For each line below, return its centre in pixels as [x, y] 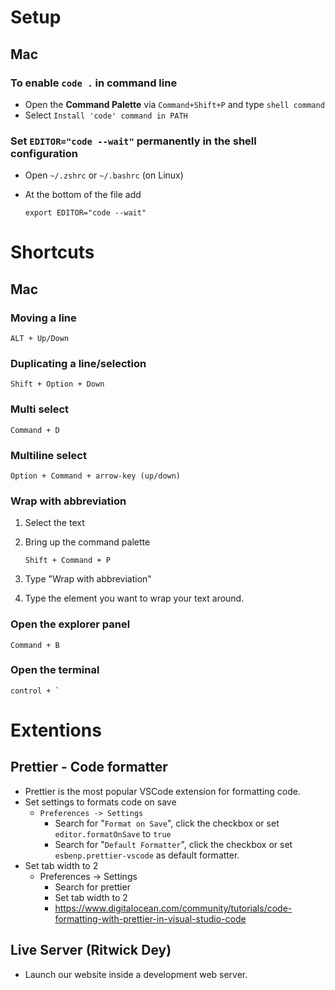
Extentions [56, 730]
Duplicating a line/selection [78, 363]
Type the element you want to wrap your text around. [134, 598]
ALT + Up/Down [40, 339]
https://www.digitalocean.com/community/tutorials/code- [173, 908]
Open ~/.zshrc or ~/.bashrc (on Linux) [104, 175]
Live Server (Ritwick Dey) [91, 950]
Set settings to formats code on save [100, 802]
